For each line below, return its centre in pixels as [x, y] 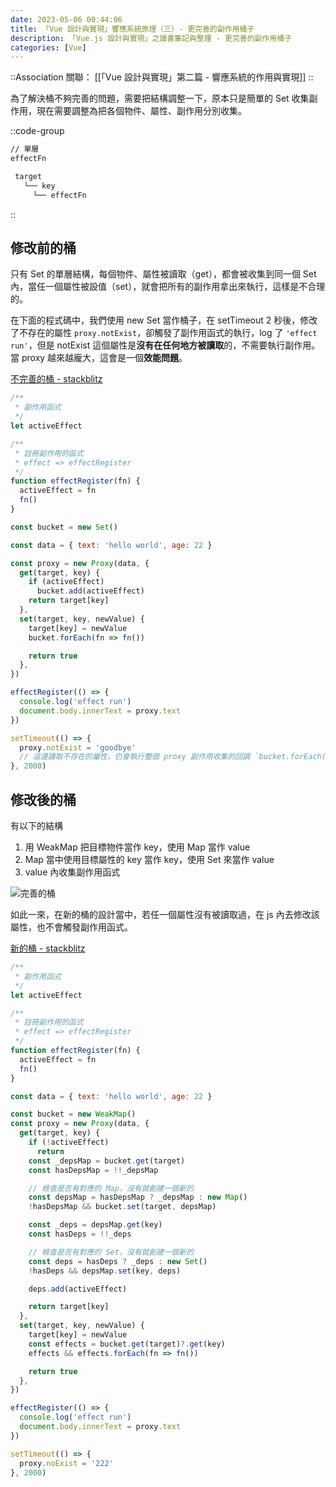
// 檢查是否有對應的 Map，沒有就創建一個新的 [111, 1188]
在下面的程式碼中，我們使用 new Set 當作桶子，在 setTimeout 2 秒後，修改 [164, 320]
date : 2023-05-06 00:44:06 [66, 19]
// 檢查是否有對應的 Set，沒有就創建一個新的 [111, 1252]
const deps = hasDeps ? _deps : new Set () [118, 1261]
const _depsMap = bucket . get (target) [107, 1161]
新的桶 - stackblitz [48, 948]
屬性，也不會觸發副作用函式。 [71, 927]
